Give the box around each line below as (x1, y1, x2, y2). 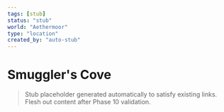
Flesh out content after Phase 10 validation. (24, 98, 151, 106)
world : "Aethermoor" (7, 23, 69, 30)
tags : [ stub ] (7, 10, 46, 18)
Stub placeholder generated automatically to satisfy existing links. (24, 90, 218, 99)
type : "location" (7, 30, 59, 37)
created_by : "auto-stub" (7, 37, 81, 44)
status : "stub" (7, 17, 52, 24)
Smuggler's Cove (7, 67, 112, 83)
